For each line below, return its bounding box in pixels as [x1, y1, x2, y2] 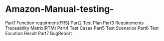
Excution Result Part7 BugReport [5, 30, 72, 36]
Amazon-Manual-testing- [5, 3, 114, 15]
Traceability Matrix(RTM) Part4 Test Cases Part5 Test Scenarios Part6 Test [5, 25, 159, 31]
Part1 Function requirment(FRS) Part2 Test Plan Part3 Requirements [5, 20, 144, 26]
